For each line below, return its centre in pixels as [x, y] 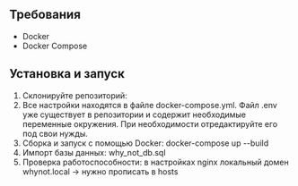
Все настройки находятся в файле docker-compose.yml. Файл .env [150, 105]
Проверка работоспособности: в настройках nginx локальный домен [155, 162]
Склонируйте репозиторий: [74, 95]
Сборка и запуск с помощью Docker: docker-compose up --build [145, 143]
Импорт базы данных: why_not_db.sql [94, 152]
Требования [45, 15]
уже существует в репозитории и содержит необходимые [134, 114]
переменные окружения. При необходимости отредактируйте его [150, 123]
